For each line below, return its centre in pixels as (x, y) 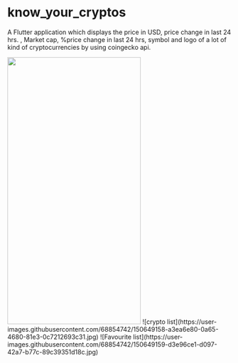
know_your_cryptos (67, 12)
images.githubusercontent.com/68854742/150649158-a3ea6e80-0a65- (113, 329)
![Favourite (116, 337)
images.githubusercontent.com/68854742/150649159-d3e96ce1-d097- (113, 344)
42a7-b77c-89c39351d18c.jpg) (53, 352)
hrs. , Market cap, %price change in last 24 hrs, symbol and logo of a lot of (117, 39)
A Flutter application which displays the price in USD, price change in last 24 (119, 32)
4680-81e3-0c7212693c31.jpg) (53, 337)
